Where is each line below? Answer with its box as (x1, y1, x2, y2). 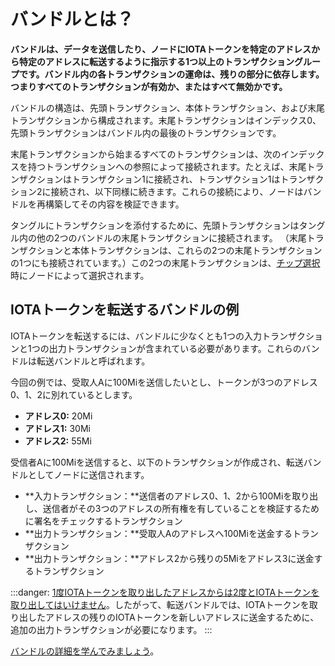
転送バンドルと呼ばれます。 (36, 355, 151, 367)
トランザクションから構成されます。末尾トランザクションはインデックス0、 (10, 114, 322, 126)
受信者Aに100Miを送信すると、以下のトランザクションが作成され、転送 (10, 456, 304, 468)
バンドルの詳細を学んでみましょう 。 (10, 645, 160, 657)
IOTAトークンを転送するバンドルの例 (10, 301, 240, 319)
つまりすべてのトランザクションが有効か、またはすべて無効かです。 (10, 80, 288, 92)
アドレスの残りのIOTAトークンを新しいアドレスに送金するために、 (44, 611, 320, 623)
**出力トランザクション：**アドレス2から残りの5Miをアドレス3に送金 (24, 552, 315, 564)
